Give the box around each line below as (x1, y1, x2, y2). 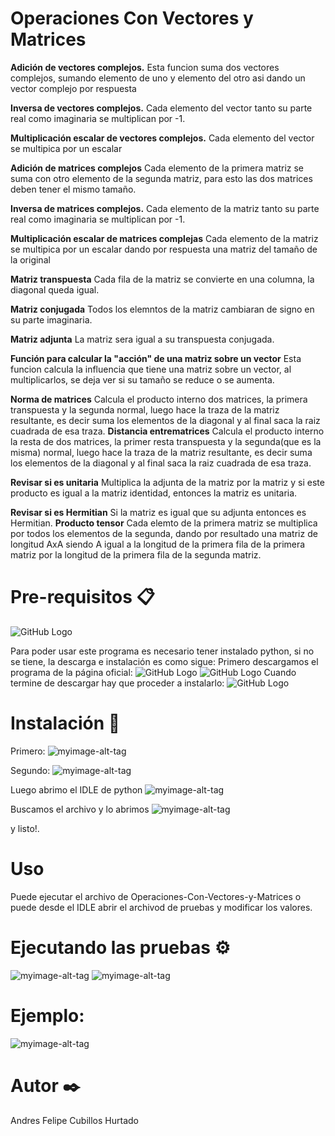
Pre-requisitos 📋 (10, 586, 155, 609)
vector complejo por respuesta (10, 82, 137, 94)
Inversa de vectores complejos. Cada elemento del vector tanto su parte (10, 102, 313, 114)
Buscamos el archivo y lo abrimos (10, 803, 150, 815)
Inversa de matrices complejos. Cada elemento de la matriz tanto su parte (10, 202, 320, 214)
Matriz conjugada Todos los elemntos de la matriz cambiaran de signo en (10, 303, 315, 315)
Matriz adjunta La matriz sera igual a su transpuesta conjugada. (10, 333, 275, 345)
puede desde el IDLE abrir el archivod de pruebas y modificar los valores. (10, 901, 313, 913)
